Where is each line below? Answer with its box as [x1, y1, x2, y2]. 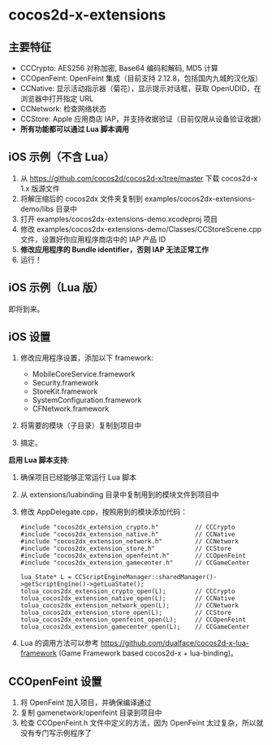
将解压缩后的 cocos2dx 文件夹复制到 [19, 194, 144, 203]
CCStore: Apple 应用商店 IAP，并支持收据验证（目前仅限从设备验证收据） [19, 114, 266, 124]
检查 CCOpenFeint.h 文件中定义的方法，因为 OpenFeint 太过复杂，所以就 [19, 718, 264, 728]
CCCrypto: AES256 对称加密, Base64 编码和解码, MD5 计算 [19, 63, 218, 72]
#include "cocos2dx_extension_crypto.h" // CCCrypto [19, 523, 235, 532]
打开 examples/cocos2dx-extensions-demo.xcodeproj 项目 [19, 214, 218, 224]
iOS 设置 [8, 330, 51, 344]
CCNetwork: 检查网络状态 [19, 104, 107, 113]
